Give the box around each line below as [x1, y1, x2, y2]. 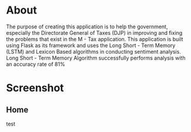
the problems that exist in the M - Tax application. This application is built [6, 35, 183, 42]
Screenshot [6, 81, 64, 95]
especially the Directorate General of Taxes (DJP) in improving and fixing [6, 29, 183, 36]
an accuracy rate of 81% [6, 60, 66, 68]
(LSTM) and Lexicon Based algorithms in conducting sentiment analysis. [6, 48, 181, 55]
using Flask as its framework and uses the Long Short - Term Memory [6, 42, 176, 49]
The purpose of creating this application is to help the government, [6, 23, 168, 30]
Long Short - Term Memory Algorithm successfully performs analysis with [6, 54, 186, 61]
